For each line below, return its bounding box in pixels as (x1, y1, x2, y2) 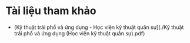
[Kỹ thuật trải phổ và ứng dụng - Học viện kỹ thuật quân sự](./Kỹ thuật (14, 24, 184, 31)
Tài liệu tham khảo (5, 4, 96, 18)
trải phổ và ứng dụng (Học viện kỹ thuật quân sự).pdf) (14, 29, 145, 37)
